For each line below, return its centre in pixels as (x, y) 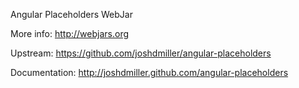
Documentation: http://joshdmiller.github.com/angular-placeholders (149, 72)
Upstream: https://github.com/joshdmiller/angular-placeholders (141, 53)
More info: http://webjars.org (70, 33)
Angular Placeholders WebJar (71, 14)
